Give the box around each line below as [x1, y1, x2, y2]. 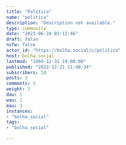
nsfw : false [6, 42, 36, 48]
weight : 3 [6, 86, 31, 92]
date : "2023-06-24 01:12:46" [6, 31, 78, 37]
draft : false [6, 36, 39, 42]
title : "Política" [6, 8, 52, 15]
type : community [6, 25, 46, 31]
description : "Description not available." [6, 20, 116, 26]
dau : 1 [6, 92, 23, 97]
